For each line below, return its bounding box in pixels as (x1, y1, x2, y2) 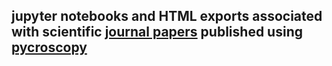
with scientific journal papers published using (11, 24, 303, 41)
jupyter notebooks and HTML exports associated (11, 8, 323, 25)
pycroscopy (11, 39, 88, 56)
